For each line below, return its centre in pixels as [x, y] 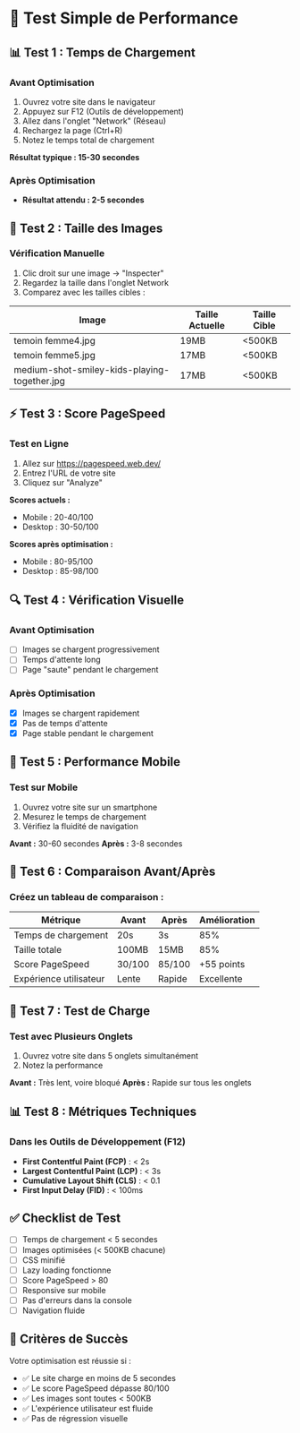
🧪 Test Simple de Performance [124, 18]
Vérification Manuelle [57, 253]
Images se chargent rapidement [81, 713]
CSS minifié [43, 1260]
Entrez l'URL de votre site [69, 473]
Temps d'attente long [61, 660]
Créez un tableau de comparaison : [87, 897]
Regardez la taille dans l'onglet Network [96, 282]
